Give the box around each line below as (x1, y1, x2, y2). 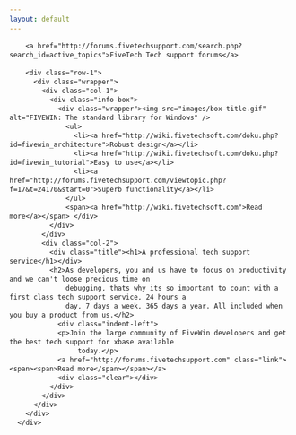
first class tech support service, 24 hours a (9, 292, 187, 301)
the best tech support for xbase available (9, 337, 175, 346)
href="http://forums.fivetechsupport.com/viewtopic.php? (9, 176, 227, 185)
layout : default (9, 14, 70, 23)
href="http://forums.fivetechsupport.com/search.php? (37, 41, 243, 50)
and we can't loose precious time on (9, 274, 151, 283)
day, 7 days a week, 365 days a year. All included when (65, 301, 283, 310)
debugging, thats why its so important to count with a (65, 283, 279, 292)
